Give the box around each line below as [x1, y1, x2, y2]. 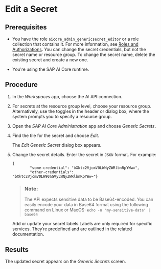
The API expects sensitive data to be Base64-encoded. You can [24, 196, 154, 202]
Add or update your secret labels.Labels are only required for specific [12, 221, 153, 227]
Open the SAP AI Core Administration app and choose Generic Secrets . [12, 123, 156, 129]
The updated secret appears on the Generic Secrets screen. [5, 258, 126, 264]
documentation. [12, 231, 44, 237]
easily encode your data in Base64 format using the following [24, 202, 148, 208]
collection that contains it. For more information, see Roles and [12, 41, 138, 47]
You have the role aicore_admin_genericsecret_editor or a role [12, 36, 139, 42]
